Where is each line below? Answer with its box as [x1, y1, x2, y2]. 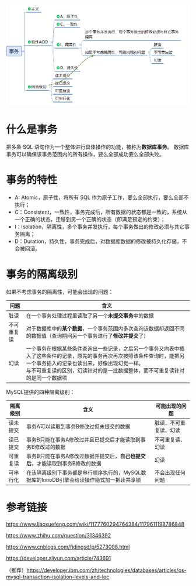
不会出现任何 [154, 469, 185, 476]
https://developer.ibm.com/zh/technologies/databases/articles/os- [26, 567, 187, 574]
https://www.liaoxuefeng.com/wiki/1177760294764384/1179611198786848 [6, 520, 185, 527]
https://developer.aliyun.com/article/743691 [6, 554, 111, 561]
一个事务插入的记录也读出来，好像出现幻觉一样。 [26, 359, 144, 367]
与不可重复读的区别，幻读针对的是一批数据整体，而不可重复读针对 [26, 367, 185, 374]
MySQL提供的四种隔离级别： [6, 388, 75, 395]
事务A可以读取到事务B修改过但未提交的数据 [26, 423, 131, 430]
